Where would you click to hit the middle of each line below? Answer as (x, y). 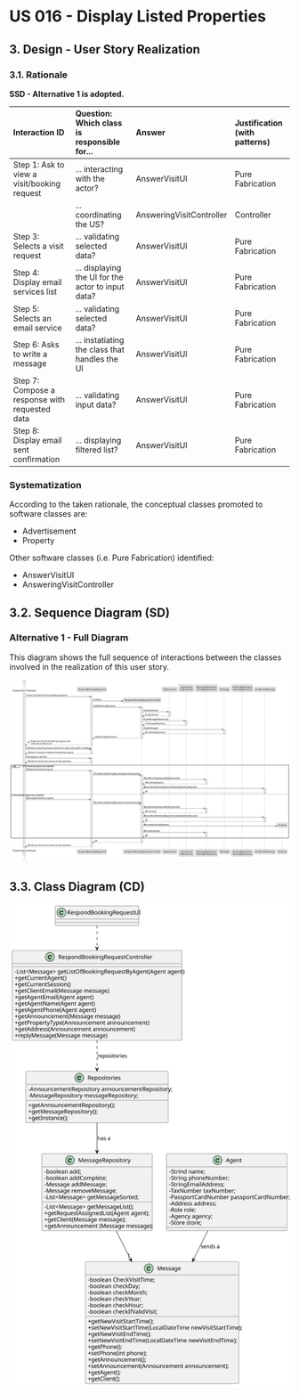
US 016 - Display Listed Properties (138, 16)
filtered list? (97, 450)
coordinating (98, 215)
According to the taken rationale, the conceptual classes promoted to (136, 504)
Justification (259, 123)
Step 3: (26, 237)
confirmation (36, 460)
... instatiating (100, 339)
